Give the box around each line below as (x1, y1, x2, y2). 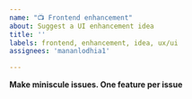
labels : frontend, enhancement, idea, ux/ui (9, 38, 179, 48)
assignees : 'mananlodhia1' (9, 47, 110, 56)
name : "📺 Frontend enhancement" (9, 13, 133, 22)
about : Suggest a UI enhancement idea (9, 22, 154, 31)
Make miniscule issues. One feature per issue (9, 79, 183, 90)
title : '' (9, 30, 47, 39)
